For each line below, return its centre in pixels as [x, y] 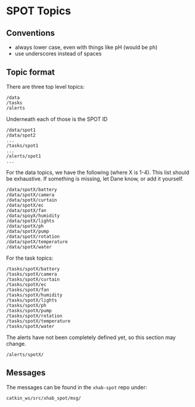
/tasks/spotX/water [30, 326]
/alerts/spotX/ [25, 355]
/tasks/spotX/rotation [34, 316]
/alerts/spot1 [24, 156]
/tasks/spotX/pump [29, 310]
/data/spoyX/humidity [33, 216]
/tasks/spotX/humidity [34, 295]
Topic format [31, 72]
